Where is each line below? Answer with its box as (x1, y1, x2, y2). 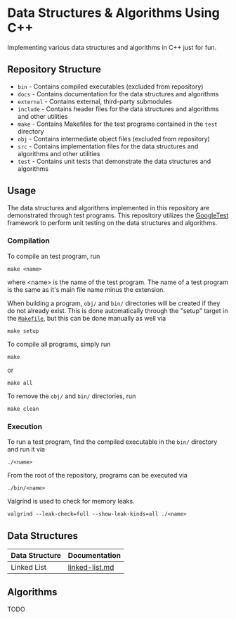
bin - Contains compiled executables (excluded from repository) (17, 82, 204, 91)
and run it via (7, 445, 46, 454)
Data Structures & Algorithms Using (7, 5, 220, 21)
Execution (7, 421, 43, 431)
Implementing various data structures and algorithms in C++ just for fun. (7, 43, 216, 51)
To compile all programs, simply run (7, 340, 111, 348)
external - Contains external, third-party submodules (17, 97, 172, 106)
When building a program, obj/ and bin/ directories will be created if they (7, 299, 221, 307)
